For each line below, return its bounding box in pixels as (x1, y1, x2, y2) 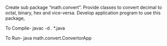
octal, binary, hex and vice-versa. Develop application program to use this (5, 10, 161, 16)
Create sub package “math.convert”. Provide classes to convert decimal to (5, 5, 162, 10)
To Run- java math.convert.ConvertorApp (5, 35, 92, 41)
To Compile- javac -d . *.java (5, 25, 65, 31)
